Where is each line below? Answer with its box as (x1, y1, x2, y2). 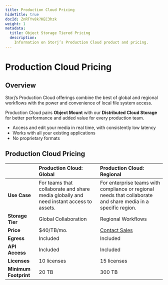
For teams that (38, 179, 73, 186)
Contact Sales (99, 226, 133, 233)
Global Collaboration (38, 215, 87, 222)
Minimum (7, 265, 31, 272)
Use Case (7, 191, 31, 198)
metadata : (5, 26, 26, 31)
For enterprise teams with (99, 179, 160, 186)
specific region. (99, 204, 136, 211)
